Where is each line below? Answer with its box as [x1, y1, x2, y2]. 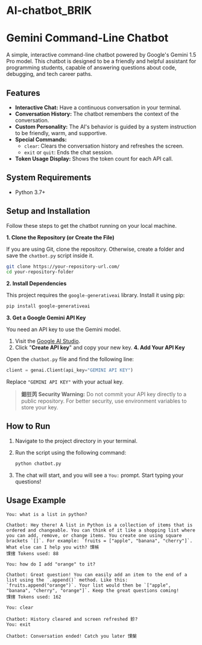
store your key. [21, 404, 58, 411]
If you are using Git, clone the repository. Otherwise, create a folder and [6, 245, 185, 253]
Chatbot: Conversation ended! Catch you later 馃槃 [6, 633, 137, 639]
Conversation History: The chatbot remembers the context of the [14, 110, 179, 118]
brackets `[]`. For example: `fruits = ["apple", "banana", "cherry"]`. [6, 538, 193, 544]
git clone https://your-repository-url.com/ [6, 263, 120, 269]
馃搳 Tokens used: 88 [6, 550, 59, 556]
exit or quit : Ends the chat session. [24, 148, 113, 156]
